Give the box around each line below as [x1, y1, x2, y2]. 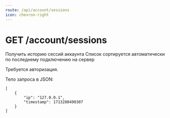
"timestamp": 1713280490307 [23, 100, 83, 105]
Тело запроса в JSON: [5, 76, 54, 82]
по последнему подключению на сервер [5, 57, 95, 63]
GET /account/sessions [5, 34, 107, 46]
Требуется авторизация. [5, 66, 59, 73]
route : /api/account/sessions [5, 7, 70, 13]
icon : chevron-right [5, 12, 50, 17]
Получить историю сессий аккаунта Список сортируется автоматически [5, 51, 165, 57]
